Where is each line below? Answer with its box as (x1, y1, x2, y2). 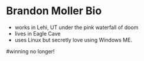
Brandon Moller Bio (6, 4, 102, 18)
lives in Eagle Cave (14, 30, 61, 37)
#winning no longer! (6, 47, 55, 54)
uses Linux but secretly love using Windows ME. (14, 36, 133, 43)
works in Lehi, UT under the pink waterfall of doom (14, 24, 139, 31)
